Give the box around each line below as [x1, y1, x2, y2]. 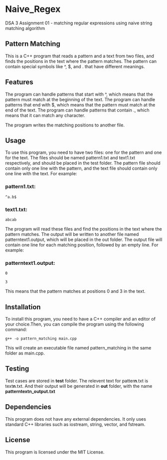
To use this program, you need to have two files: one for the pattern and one [5, 149, 162, 155]
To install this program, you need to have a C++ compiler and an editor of [5, 316, 156, 322]
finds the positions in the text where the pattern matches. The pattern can [5, 58, 157, 64]
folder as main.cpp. [5, 350, 45, 356]
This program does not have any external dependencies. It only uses [5, 416, 146, 422]
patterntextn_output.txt [5, 388, 56, 394]
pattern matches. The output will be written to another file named [5, 231, 139, 237]
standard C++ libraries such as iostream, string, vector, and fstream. [5, 421, 146, 427]
